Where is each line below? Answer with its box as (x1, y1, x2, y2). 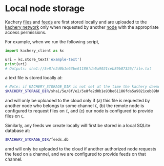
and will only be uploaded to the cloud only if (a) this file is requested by (5, 98, 150, 104)
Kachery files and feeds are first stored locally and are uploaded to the (5, 19, 147, 25)
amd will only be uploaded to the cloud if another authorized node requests (5, 146, 157, 152)
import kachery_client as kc (5, 48, 64, 53)
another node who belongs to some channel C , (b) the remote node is (5, 103, 144, 109)
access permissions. (5, 29, 46, 35)
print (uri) (5, 61, 27, 66)
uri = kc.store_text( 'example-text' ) (5, 57, 82, 62)
